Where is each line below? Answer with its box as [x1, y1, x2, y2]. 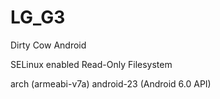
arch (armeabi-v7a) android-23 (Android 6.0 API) [10, 77, 212, 90]
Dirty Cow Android [10, 39, 87, 51]
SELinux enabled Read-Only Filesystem [10, 58, 173, 70]
